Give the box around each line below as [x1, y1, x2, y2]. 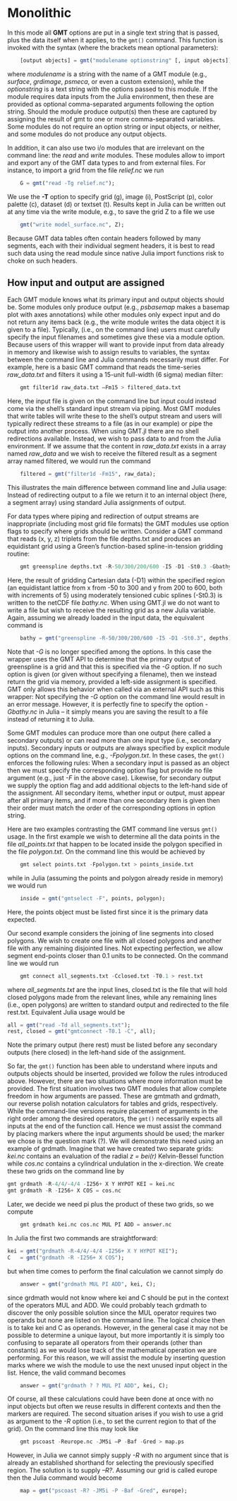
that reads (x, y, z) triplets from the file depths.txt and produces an [7, 534, 201, 543]
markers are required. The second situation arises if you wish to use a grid [7, 1410, 224, 1418]
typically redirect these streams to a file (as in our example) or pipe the [7, 419, 213, 428]
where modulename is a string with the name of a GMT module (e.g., [7, 69, 207, 78]
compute [7, 1207, 34, 1216]
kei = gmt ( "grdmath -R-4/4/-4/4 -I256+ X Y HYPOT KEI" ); [7, 1248, 178, 1255]
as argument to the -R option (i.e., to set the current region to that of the [7, 1417, 217, 1425]
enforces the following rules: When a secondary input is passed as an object [7, 758, 230, 767]
